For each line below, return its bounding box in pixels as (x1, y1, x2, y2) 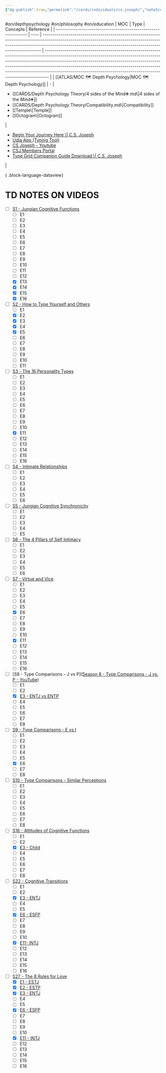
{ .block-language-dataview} (5, 172, 64, 178)
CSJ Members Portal (12, 147, 55, 153)
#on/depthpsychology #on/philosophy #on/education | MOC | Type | (5, 21, 145, 27)
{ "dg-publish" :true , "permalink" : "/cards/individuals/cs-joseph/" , (5, 7, 145, 12)
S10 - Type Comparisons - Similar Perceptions (12, 777, 107, 783)
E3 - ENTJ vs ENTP (19, 693, 59, 699)
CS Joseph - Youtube (12, 142, 56, 148)
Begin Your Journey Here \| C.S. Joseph (12, 132, 94, 138)
